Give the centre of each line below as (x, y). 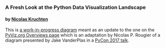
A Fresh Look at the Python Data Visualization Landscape (76, 7)
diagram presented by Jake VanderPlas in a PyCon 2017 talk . (67, 40)
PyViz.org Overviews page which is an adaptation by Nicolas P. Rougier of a (83, 35)
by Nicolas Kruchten (27, 19)
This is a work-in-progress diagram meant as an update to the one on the (80, 30)
